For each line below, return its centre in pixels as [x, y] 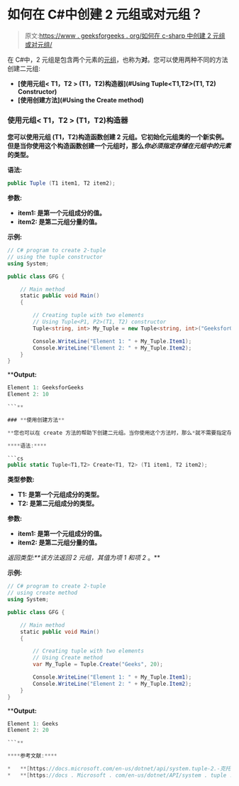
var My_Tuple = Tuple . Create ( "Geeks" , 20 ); [98, 664]
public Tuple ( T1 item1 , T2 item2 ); [61, 183]
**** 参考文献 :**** [33, 756]
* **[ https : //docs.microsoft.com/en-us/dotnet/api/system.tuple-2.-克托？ [122, 769]
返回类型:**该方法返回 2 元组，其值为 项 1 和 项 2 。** [84, 558]
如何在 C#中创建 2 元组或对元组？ [105, 15]
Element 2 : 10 [28, 394]
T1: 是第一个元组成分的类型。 [60, 495]
